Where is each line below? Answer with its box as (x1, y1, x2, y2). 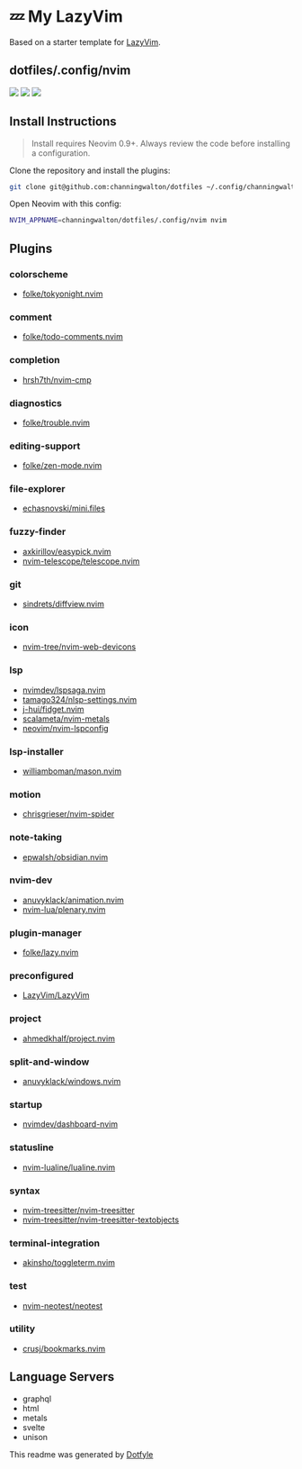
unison (22, 1431, 48, 1442)
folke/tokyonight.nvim (22, 288, 103, 299)
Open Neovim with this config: (9, 198, 122, 209)
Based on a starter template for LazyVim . (9, 36, 162, 47)
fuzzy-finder (9, 525, 67, 538)
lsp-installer (9, 745, 65, 757)
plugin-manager (9, 926, 83, 939)
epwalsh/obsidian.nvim (22, 851, 109, 862)
